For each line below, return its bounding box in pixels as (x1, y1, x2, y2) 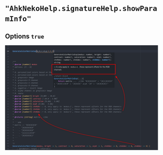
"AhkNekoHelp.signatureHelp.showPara (5, 4, 158, 13)
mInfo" (5, 15, 32, 24)
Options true (5, 32, 45, 40)
